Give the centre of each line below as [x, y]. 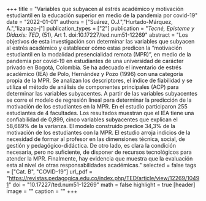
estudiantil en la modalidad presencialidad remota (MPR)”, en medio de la [99, 54]
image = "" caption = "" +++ [42, 191]
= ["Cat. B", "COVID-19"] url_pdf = [50, 172]
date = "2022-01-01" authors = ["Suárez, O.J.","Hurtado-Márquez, [90, 22]
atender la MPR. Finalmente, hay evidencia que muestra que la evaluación [100, 158]
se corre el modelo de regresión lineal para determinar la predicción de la [99, 100]
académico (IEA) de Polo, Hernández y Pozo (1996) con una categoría [95, 74]
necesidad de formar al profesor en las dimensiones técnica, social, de [96, 139]
